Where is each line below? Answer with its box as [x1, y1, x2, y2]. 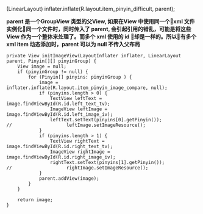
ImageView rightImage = [49, 149, 111, 155]
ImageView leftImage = [49, 106, 108, 112]
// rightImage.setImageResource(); [6, 165, 149, 171]
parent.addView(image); [38, 176, 99, 182]
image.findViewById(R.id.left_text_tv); [6, 101, 111, 107]
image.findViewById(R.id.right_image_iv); [6, 154, 116, 160]
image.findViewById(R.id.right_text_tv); [6, 143, 113, 149]
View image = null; [17, 63, 67, 70]
